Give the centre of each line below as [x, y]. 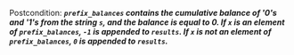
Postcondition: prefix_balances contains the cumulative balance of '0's [143, 13]
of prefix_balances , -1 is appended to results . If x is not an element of [140, 31]
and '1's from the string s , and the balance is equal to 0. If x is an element [147, 22]
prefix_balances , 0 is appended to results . [89, 41]
